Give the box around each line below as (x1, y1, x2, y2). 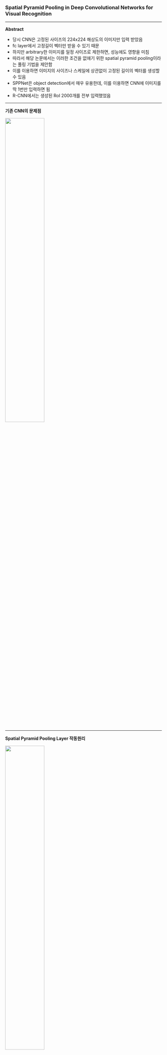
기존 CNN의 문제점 (5, 108, 41, 114)
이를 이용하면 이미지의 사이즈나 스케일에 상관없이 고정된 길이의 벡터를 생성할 (12, 68, 160, 74)
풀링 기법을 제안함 (17, 61, 53, 67)
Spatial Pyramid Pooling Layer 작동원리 (5, 735, 85, 742)
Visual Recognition (5, 10, 52, 17)
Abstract (5, 26, 24, 32)
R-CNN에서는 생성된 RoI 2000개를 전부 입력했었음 (12, 93, 111, 99)
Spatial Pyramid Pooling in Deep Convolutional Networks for (5, 4, 153, 11)
